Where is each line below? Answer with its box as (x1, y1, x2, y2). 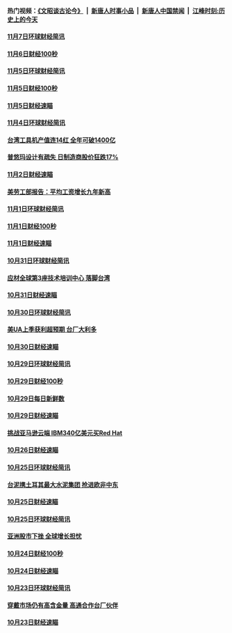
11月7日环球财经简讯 (7, 32, 65, 41)
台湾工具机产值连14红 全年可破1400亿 (7, 136, 116, 144)
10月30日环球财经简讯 (7, 308, 71, 316)
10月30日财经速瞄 (7, 342, 59, 351)
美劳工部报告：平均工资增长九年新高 (7, 187, 111, 196)
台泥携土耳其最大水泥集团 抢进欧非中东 (7, 480, 119, 489)
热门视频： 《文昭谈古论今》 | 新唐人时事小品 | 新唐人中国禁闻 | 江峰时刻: (7, 6, 219, 15)
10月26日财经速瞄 (7, 446, 59, 454)
